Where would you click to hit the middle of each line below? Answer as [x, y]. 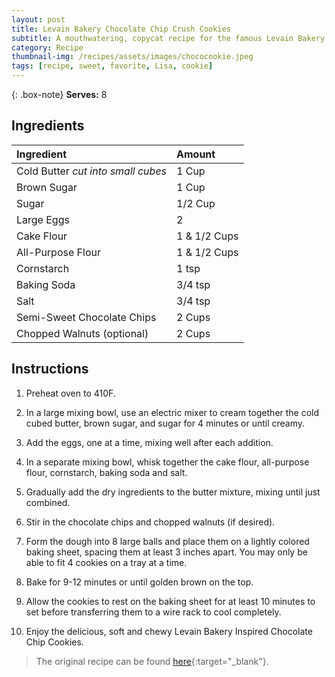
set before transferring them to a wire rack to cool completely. [153, 612]
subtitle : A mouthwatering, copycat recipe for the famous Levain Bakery [168, 38]
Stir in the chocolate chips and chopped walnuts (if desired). [150, 522]
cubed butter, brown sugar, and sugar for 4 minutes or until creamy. [165, 423]
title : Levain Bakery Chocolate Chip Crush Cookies [121, 29]
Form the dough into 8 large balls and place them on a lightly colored [167, 541]
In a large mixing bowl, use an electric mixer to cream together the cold [172, 412]
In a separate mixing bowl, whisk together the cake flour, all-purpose [167, 462]
